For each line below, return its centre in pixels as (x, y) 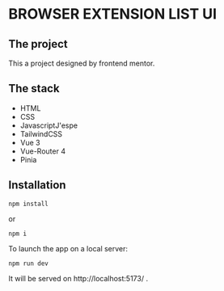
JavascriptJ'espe (49, 125)
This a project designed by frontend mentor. (82, 63)
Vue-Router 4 (43, 151)
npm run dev (28, 264)
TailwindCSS (41, 133)
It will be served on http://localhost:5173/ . (78, 278)
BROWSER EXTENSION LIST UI (112, 14)
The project (38, 44)
